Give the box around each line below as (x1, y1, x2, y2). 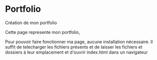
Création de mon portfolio (5, 20, 57, 26)
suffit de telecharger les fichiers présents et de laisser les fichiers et (5, 44, 143, 50)
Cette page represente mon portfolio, (5, 29, 80, 35)
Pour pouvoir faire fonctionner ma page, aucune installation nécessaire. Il (5, 38, 153, 45)
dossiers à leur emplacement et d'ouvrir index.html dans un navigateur (5, 49, 148, 55)
